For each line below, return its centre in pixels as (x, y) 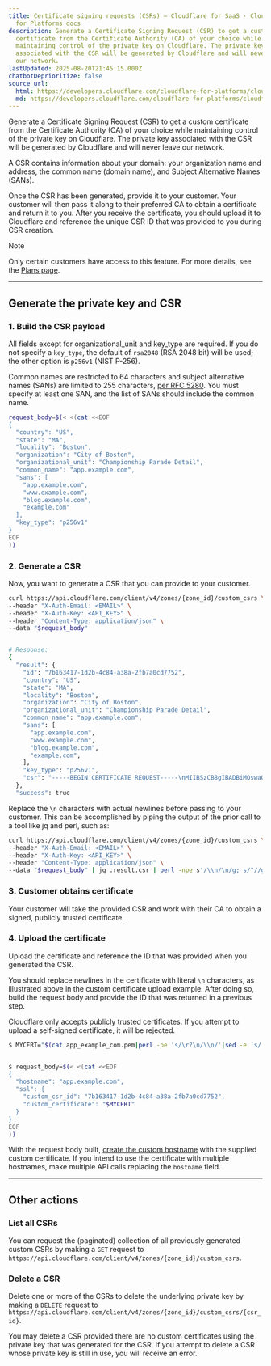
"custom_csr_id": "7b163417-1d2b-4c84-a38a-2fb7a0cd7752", (124, 1097)
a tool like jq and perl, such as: (59, 825)
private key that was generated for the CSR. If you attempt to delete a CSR (132, 1345)
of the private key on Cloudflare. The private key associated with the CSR (130, 139)
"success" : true (43, 793)
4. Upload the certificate (57, 938)
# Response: (28, 650)
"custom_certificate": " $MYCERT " (79, 1105)
